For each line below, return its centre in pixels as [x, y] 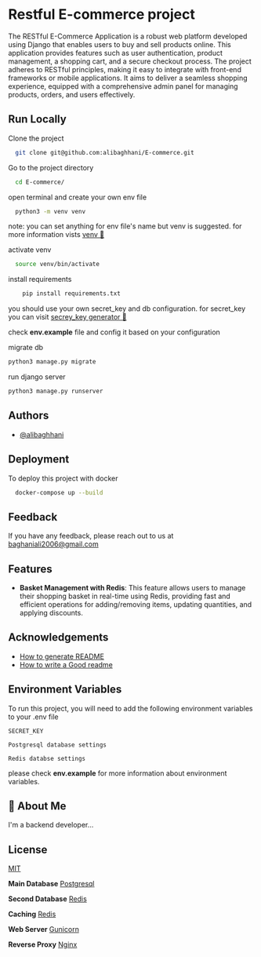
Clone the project [36, 138]
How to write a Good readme [66, 664]
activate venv [30, 250]
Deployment [39, 460]
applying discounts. [51, 613]
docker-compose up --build [59, 492]
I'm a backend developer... [51, 825]
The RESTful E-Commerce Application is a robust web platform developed [128, 36]
